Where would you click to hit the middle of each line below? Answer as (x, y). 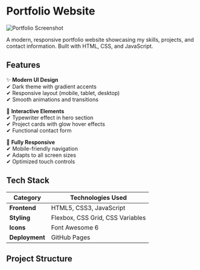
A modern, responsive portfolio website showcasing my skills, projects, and (100, 39)
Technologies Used (98, 197)
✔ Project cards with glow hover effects (56, 124)
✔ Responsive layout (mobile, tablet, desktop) (63, 93)
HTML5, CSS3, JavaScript (88, 208)
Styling (20, 217)
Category (27, 197)
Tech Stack (28, 181)
